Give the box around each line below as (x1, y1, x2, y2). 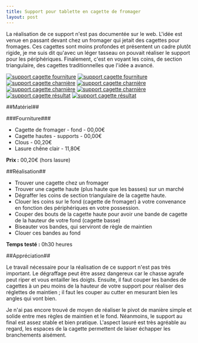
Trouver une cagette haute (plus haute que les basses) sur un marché (14, 185, 184, 192)
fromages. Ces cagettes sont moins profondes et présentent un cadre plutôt (6, 42, 192, 50)
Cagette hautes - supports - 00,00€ (14, 132, 102, 139)
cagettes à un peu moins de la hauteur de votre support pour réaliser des (6, 282, 184, 289)
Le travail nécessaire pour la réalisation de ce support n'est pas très (6, 263, 171, 271)
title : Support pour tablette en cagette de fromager (6, 8, 141, 15)
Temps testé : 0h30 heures (6, 240, 72, 248)
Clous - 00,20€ (14, 138, 52, 146)
